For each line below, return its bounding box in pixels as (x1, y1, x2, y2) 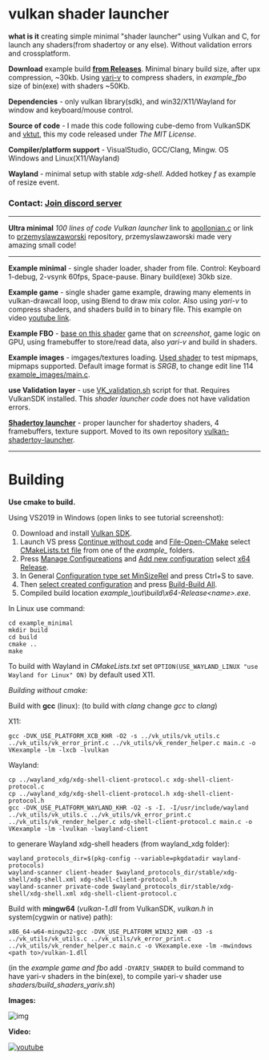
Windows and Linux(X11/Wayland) (8, 153, 120, 163)
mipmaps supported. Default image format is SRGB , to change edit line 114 (8, 361, 254, 371)
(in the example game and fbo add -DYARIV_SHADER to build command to (8, 963, 244, 972)
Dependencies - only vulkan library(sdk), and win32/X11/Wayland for (8, 96, 236, 106)
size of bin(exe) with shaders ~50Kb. (8, 81, 130, 91)
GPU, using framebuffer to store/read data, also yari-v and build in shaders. (8, 337, 258, 347)
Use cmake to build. (8, 497, 76, 507)
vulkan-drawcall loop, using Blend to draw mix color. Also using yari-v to (8, 296, 248, 306)
